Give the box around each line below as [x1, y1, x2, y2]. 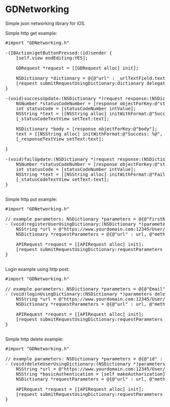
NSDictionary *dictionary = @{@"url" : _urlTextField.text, [16, 75, 168, 81]
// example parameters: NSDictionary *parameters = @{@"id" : [5, 356, 163, 361]
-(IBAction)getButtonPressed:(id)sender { [5, 50, 112, 56]
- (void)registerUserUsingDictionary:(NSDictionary [5, 221, 137, 227]
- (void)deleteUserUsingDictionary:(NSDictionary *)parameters [5, 361, 165, 367]
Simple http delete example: [5, 336, 64, 342]
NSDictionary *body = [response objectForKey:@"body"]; [16, 126, 158, 132]
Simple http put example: [5, 196, 57, 202]
